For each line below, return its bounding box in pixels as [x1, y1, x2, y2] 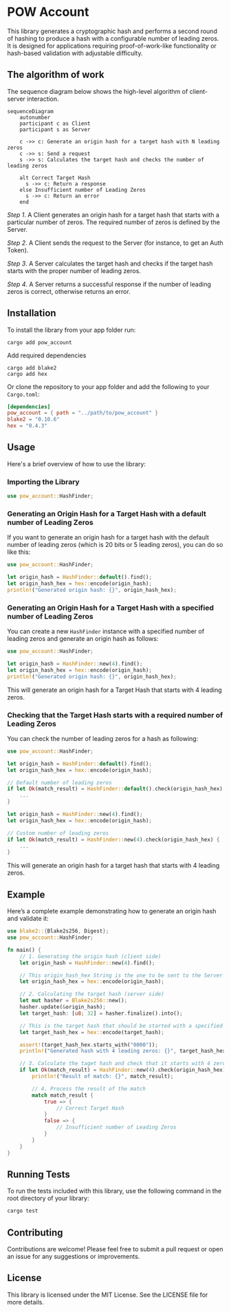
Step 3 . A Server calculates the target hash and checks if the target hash [7, 259, 213, 268]
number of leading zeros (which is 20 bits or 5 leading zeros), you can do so [7, 541, 223, 549]
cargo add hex [7, 370, 48, 377]
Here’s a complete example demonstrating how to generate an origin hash [7, 907, 217, 915]
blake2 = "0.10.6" [7, 416, 60, 423]
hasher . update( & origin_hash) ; [19, 1004, 107, 1011]
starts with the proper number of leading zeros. [7, 266, 141, 275]
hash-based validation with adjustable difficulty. [7, 49, 143, 57]
